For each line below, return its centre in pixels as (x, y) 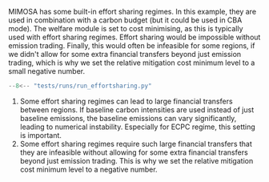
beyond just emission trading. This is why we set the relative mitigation (137, 160)
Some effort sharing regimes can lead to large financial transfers (126, 101)
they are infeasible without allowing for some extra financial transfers (134, 152)
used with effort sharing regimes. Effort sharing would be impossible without (134, 37)
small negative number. (47, 71)
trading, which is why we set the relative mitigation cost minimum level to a (132, 63)
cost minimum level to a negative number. (88, 169)
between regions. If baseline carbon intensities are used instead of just (137, 109)
